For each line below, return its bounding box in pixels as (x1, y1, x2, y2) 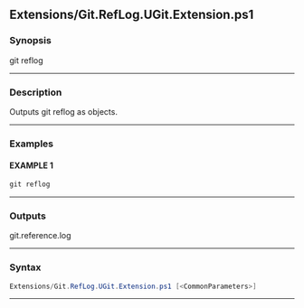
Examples (9, 137, 54, 150)
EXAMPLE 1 (9, 160, 54, 171)
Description (9, 86, 62, 98)
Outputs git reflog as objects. (9, 106, 118, 117)
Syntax (9, 261, 42, 274)
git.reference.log (9, 230, 71, 241)
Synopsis (9, 34, 52, 47)
